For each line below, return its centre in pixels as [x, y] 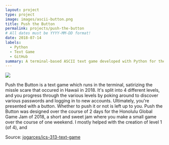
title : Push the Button [30, 24]
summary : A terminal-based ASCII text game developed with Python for [81, 61]
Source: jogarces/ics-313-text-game [43, 137]
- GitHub [19, 56]
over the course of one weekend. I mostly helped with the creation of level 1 [84, 122]
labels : [13, 43]
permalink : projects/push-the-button [45, 29]
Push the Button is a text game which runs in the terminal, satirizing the [79, 85]
